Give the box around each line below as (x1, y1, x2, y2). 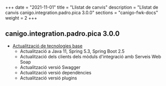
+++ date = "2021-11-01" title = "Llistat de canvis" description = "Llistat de (5, 5, 158, 10)
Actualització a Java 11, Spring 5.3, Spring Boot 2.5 (20, 48, 125, 54)
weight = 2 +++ (5, 15, 38, 21)
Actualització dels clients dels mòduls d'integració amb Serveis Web (20, 53, 161, 59)
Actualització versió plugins (20, 75, 77, 81)
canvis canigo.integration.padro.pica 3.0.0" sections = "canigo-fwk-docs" (5, 10, 158, 16)
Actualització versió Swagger (20, 64, 81, 70)
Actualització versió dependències (20, 69, 92, 75)
